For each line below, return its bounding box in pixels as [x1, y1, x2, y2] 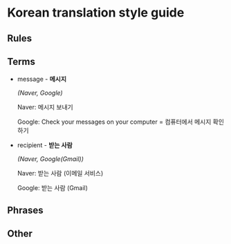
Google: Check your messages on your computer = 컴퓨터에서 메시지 [17, 118, 212, 126]
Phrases [7, 204, 44, 216]
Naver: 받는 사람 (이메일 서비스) [17, 169, 104, 178]
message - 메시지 [17, 75, 67, 84]
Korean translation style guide [7, 5, 185, 21]
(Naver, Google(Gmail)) [17, 155, 84, 163]
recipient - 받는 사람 [17, 141, 73, 149]
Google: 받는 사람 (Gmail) [17, 184, 89, 192]
